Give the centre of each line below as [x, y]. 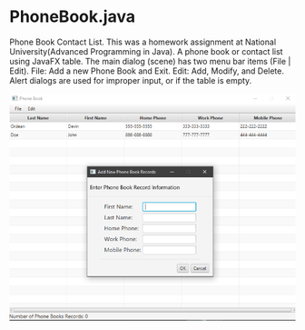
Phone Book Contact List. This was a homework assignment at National [143, 42]
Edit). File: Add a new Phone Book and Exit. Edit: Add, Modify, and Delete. [147, 71]
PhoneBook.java [73, 17]
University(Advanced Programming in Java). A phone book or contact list [146, 51]
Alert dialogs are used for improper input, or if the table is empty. [131, 80]
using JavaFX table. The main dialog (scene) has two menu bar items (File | [150, 61]
